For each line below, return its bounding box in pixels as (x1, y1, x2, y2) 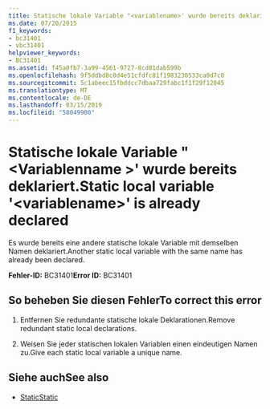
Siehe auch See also (8, 371, 109, 385)
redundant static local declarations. (19, 323, 137, 333)
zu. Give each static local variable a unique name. (19, 347, 182, 357)
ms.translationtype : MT (8, 86, 88, 95)
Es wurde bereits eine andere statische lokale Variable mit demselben (8, 237, 239, 247)
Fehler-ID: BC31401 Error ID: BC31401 (8, 270, 133, 280)
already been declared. (8, 254, 85, 265)
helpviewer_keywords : (8, 49, 81, 57)
